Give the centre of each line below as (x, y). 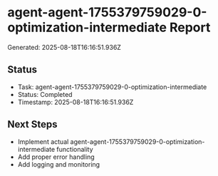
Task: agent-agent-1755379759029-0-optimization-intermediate (112, 87)
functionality (75, 149)
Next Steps (32, 124)
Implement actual (43, 141)
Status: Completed (45, 94)
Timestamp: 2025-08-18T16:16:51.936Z (76, 102)
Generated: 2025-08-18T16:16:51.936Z (64, 47)
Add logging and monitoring (59, 164)
